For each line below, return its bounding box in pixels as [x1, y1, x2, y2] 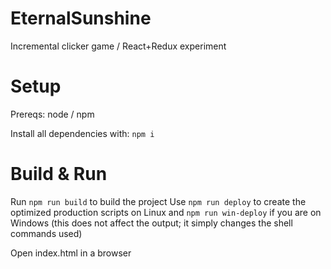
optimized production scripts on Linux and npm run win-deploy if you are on [10, 206, 322, 218]
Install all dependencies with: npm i [10, 127, 155, 139]
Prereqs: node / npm [10, 108, 95, 120]
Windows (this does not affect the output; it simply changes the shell [10, 217, 293, 229]
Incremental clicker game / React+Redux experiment [10, 40, 227, 52]
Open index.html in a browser [10, 247, 132, 259]
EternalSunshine [10, 7, 152, 30]
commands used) [10, 227, 83, 239]
